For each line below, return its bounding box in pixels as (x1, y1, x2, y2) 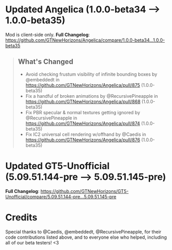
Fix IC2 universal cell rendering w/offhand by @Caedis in (25, 131, 146, 137)
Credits (5, 211, 37, 223)
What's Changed (17, 58, 73, 66)
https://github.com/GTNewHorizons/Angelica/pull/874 (25, 120, 140, 127)
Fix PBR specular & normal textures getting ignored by (25, 109, 140, 115)
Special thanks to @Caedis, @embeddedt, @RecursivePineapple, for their (5, 228, 162, 235)
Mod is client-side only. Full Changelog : (5, 31, 90, 38)
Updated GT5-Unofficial (5, 160, 110, 172)
